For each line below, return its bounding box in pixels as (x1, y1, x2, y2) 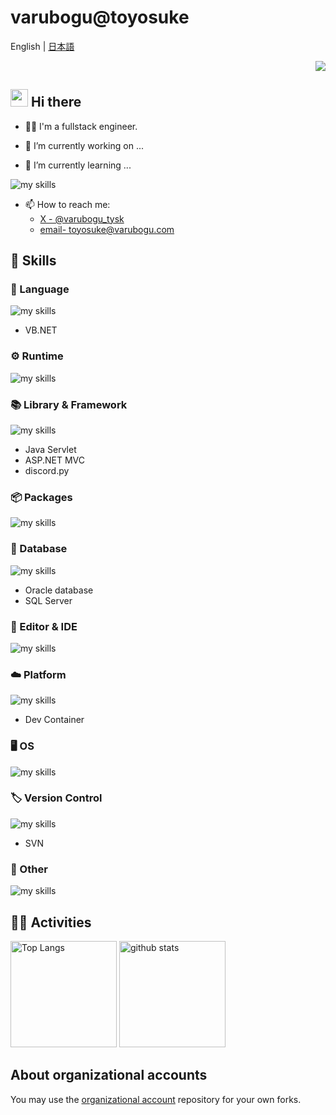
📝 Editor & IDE (10, 619, 78, 633)
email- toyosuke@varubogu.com (39, 223, 175, 235)
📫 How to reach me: (24, 198, 111, 210)
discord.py (24, 465, 70, 477)
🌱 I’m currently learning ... (24, 159, 132, 171)
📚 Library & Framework (10, 397, 128, 411)
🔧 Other (10, 862, 48, 876)
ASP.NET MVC (24, 454, 85, 466)
